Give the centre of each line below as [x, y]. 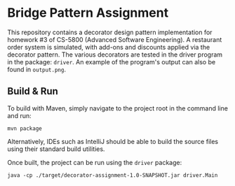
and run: [19, 115]
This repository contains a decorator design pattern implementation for [110, 32]
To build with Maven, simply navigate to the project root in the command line [117, 108]
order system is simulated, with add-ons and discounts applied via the [109, 47]
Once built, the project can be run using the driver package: [95, 162]
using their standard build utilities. [56, 149]
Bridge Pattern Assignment [88, 13]
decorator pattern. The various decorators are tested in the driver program [115, 55]
